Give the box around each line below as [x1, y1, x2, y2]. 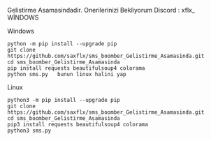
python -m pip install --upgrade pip [7, 40, 117, 47]
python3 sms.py [7, 127, 52, 134]
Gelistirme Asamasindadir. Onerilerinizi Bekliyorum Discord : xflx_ [7, 6, 196, 14]
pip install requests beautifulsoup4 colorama [7, 65, 145, 72]
